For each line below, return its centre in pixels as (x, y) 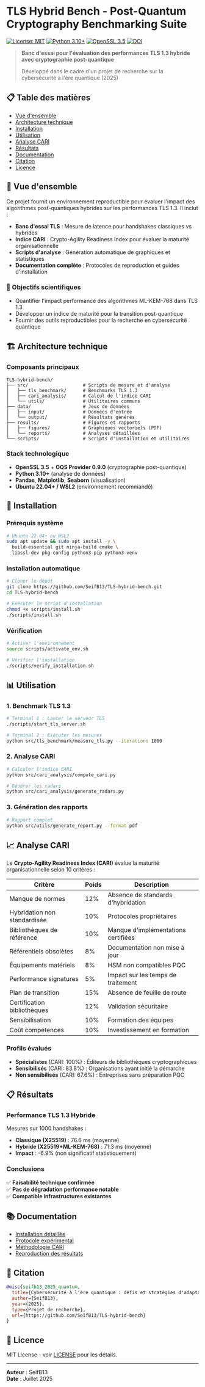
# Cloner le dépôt (30, 581)
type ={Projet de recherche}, (49, 1309)
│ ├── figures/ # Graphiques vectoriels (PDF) (85, 428)
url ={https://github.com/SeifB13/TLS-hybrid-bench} (79, 1315)
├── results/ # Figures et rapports (73, 423)
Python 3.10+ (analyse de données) (60, 473)
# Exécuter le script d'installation (54, 603)
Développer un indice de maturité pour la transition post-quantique (99, 313)
